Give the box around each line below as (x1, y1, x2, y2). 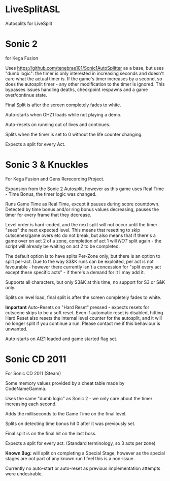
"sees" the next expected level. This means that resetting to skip (5, 227, 141, 233)
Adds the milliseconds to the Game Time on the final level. (5, 410, 127, 416)
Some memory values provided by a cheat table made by (5, 380, 125, 386)
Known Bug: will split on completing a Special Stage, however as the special (5, 450, 165, 456)
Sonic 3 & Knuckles (5, 159, 89, 171)
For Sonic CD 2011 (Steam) (5, 370, 61, 376)
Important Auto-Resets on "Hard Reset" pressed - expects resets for (5, 304, 150, 310)
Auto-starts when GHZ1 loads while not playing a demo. (5, 111, 122, 117)
